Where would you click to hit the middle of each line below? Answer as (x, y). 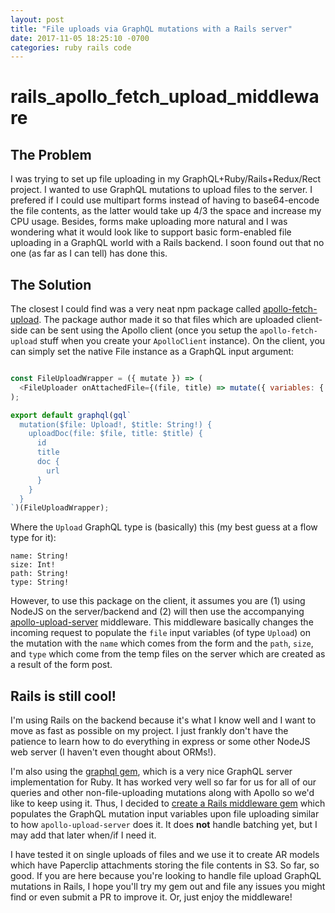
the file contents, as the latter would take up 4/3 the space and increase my (166, 211)
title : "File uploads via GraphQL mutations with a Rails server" (151, 29)
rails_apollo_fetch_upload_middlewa (165, 97)
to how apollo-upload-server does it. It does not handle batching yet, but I (164, 825)
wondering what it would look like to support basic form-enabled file (151, 232)
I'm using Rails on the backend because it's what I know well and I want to (163, 720)
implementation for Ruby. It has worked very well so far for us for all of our (163, 782)
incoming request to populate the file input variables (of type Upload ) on (160, 633)
